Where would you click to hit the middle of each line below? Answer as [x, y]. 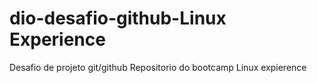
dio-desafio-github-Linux [118, 18]
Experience [57, 39]
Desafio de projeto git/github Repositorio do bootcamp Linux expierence [158, 67]
